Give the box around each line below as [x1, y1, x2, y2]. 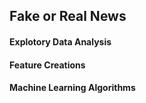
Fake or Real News [9, 8, 127, 25]
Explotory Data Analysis [9, 35, 112, 48]
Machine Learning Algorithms [9, 82, 136, 94]
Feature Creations [9, 59, 86, 71]
